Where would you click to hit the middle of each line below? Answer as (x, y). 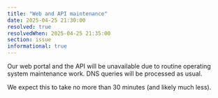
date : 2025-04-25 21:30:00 (46, 20)
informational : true (37, 46)
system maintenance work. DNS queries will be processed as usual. (105, 73)
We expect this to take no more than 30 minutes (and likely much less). (109, 87)
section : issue (29, 40)
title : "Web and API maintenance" (58, 14)
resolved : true (29, 27)
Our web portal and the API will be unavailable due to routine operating (109, 66)
